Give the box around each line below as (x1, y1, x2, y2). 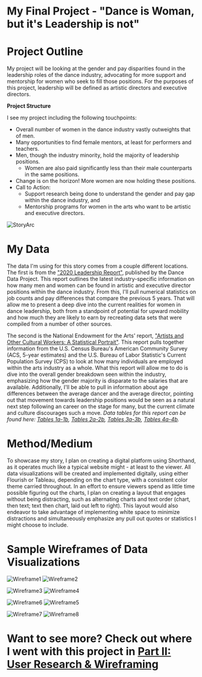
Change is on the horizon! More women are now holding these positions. (15, 177, 197, 185)
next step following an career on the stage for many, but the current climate (7, 403, 195, 410)
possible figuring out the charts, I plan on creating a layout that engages (7, 489, 186, 496)
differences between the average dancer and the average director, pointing (7, 390, 194, 397)
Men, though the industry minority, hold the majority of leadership (15, 151, 180, 159)
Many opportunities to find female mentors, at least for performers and (15, 139, 192, 146)
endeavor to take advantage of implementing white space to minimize (7, 509, 180, 515)
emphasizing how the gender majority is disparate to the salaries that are (7, 377, 189, 385)
